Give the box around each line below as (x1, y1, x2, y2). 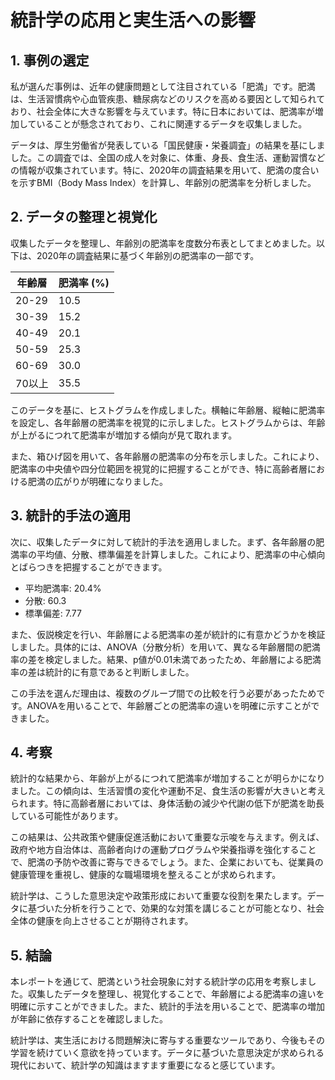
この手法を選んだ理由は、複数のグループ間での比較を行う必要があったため (10, 687, 317, 699)
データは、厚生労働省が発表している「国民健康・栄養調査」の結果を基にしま (10, 139, 326, 151)
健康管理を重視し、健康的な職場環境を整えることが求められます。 (10, 869, 282, 881)
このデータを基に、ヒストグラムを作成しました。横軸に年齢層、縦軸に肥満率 (10, 404, 326, 416)
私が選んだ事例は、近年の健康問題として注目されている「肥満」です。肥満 (10, 81, 316, 92)
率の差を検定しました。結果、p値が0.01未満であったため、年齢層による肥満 (10, 653, 322, 665)
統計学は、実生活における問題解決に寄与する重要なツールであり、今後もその (10, 1034, 326, 1046)
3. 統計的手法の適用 (10, 507, 132, 525)
